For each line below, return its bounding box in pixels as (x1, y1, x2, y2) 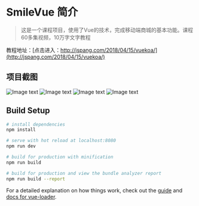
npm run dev (6, 143, 36, 149)
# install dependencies (6, 121, 66, 127)
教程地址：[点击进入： (6, 46, 61, 54)
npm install (6, 127, 36, 133)
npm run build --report (6, 176, 66, 182)
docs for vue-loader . (6, 193, 57, 200)
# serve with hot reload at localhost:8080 (6, 138, 117, 144)
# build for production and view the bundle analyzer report (6, 170, 162, 176)
